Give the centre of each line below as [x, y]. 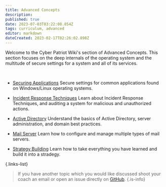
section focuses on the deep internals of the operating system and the [78, 58]
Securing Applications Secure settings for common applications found [86, 83]
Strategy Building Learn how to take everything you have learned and [85, 149]
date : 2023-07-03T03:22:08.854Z [39, 24]
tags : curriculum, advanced [35, 29]
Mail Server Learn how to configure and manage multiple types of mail [86, 133]
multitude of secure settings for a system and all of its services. [71, 63]
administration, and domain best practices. [57, 124]
